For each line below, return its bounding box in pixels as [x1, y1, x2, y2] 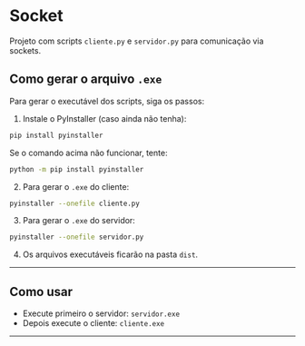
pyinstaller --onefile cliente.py [9, 199, 141, 208]
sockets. [9, 44, 42, 55]
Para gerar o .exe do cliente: [22, 181, 130, 192]
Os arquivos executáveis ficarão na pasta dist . [22, 249, 198, 260]
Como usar [9, 283, 74, 300]
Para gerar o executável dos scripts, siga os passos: [9, 95, 205, 106]
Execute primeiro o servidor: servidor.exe [22, 308, 180, 319]
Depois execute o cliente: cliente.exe [22, 318, 165, 329]
